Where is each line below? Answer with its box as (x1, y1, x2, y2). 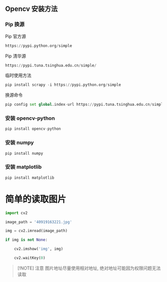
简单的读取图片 (5, 194, 67, 205)
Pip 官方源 (5, 33, 26, 39)
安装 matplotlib (5, 164, 42, 171)
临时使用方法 (5, 72, 31, 78)
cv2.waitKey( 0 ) (14, 256, 46, 261)
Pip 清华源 (5, 53, 26, 59)
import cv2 (5, 210, 28, 216)
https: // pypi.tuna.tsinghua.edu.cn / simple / (5, 63, 97, 68)
